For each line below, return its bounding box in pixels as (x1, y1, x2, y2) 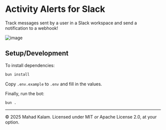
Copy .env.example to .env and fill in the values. (5, 81, 102, 87)
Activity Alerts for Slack (5, 3, 105, 15)
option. (5, 119, 20, 125)
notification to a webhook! (5, 25, 58, 31)
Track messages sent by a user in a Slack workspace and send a (5, 20, 137, 26)
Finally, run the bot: (5, 90, 44, 96)
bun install (5, 72, 30, 77)
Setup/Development (5, 49, 69, 58)
